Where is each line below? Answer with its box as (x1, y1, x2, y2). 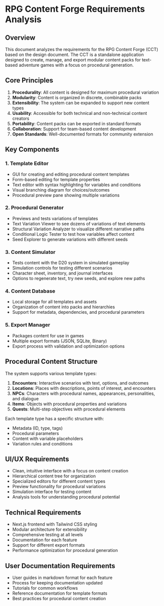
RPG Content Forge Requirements (5, 3, 145, 15)
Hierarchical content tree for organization (12, 473, 96, 479)
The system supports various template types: (5, 370, 97, 376)
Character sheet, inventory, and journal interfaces (12, 270, 113, 276)
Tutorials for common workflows (12, 585, 78, 591)
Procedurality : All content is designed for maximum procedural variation (12, 89, 159, 95)
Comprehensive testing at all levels (12, 532, 83, 538)
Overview (5, 33, 36, 42)
